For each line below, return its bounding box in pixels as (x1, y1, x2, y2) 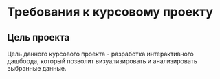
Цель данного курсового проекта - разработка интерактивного (7, 49, 194, 58)
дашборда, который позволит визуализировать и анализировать (7, 57, 198, 65)
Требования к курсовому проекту (7, 4, 213, 20)
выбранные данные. (7, 65, 67, 72)
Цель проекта (7, 32, 70, 43)
